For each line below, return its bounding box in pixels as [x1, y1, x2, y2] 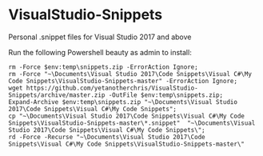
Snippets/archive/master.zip [8, 90, 106, 99]
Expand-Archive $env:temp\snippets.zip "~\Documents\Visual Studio [8, 98, 238, 106]
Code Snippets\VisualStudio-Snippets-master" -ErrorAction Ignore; [8, 77, 238, 85]
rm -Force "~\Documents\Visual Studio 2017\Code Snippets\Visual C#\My [8, 70, 252, 78]
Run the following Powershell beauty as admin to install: [8, 47, 192, 57]
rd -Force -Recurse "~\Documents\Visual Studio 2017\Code [8, 133, 205, 141]
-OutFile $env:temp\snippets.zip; [108, 90, 224, 99]
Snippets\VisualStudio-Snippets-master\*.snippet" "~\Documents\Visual [8, 118, 256, 127]
